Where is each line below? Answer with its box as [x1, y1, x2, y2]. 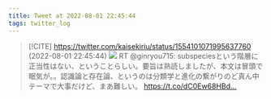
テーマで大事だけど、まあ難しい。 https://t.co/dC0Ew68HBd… [28, 81, 237, 91]
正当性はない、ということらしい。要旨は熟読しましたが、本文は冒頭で [28, 61, 264, 71]
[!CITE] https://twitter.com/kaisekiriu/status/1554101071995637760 [28, 41, 252, 51]
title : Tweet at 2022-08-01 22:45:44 [8, 11, 136, 20]
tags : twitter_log [8, 19, 71, 27]
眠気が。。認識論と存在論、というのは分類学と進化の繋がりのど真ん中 [28, 71, 260, 80]
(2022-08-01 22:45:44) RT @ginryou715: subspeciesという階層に [28, 51, 259, 60]
